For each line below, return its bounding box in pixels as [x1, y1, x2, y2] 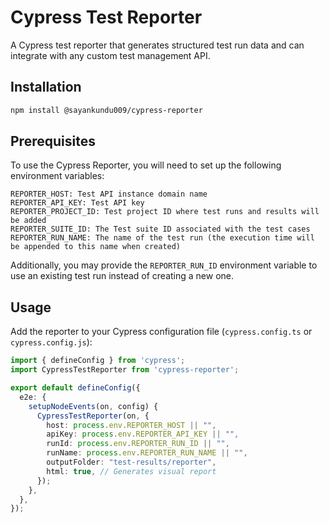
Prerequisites [10, 133, 96, 150]
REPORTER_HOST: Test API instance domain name [10, 189, 208, 200]
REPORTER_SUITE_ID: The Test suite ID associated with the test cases [10, 224, 311, 235]
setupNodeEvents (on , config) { [28, 401, 159, 411]
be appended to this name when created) [10, 242, 182, 252]
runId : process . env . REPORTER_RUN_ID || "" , [46, 439, 230, 449]
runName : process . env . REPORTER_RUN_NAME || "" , [46, 448, 248, 458]
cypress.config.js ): [10, 336, 93, 348]
